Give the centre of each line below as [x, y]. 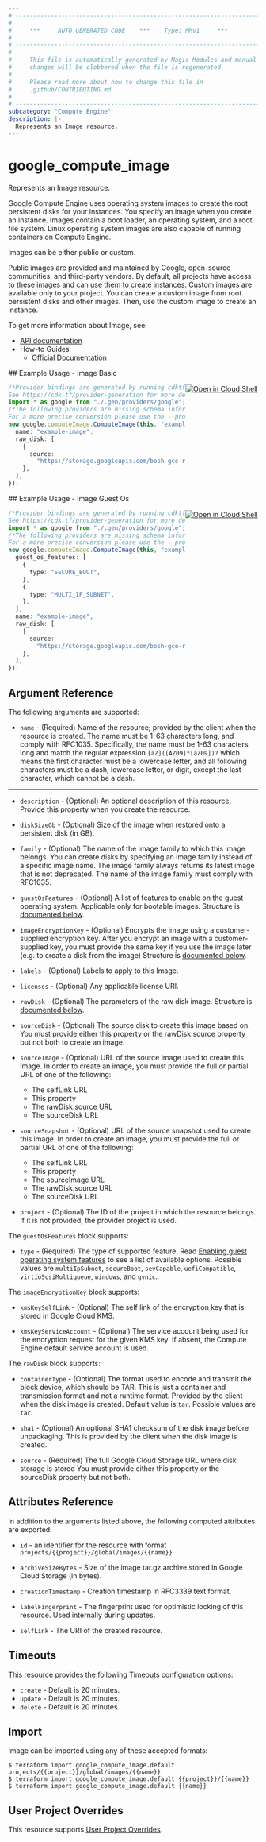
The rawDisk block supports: [55, 1363]
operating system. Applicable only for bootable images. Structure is [129, 906]
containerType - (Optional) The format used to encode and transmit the [135, 1379]
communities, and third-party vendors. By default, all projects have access [130, 276]
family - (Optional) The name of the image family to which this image [132, 848]
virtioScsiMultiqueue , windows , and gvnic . [89, 1276]
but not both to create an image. [72, 1042]
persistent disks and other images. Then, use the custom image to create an [132, 301]
